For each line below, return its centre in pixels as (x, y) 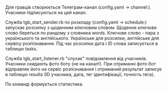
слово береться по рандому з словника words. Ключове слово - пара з (82, 33)
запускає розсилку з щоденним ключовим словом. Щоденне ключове (81, 27)
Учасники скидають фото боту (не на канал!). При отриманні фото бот (80, 64)
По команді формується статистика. (45, 84)
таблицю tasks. (21, 49)
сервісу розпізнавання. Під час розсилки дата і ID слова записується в (82, 43)
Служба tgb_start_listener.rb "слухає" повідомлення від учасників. (76, 58)
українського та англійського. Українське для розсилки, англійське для (82, 38)
